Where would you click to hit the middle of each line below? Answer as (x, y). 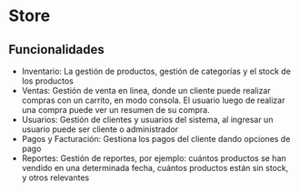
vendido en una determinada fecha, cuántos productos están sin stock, (155, 168)
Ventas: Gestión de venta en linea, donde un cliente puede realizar (146, 91)
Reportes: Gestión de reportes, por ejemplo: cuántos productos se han (154, 158)
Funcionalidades (57, 50)
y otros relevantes (55, 177)
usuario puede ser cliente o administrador (100, 129)
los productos (47, 81)
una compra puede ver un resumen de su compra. (115, 110)
